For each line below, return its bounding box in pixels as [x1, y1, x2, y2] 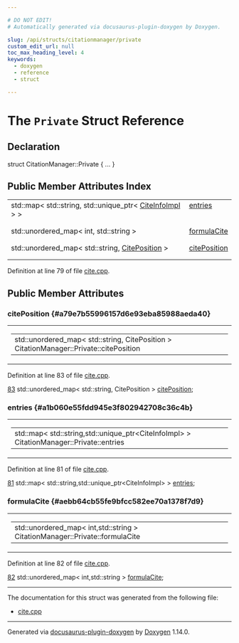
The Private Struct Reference [7, 112, 185, 129]
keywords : [7, 56, 37, 63]
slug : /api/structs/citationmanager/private [7, 36, 142, 43]
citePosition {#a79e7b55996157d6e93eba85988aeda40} [7, 309, 211, 319]
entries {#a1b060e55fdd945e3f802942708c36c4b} [7, 403, 193, 413]
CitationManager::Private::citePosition [14, 344, 141, 354]
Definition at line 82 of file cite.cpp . [7, 559, 110, 568]
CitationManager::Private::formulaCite [14, 531, 141, 541]
